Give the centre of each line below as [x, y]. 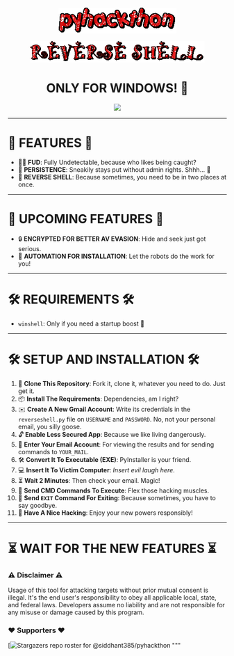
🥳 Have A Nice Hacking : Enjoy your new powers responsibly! [105, 513]
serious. [30, 248]
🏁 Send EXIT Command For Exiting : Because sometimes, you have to [117, 497]
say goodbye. [37, 505]
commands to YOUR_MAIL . [53, 451]
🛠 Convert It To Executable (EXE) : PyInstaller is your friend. [105, 459]
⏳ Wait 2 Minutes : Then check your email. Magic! [89, 480]
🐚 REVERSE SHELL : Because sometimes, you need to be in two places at [122, 177]
